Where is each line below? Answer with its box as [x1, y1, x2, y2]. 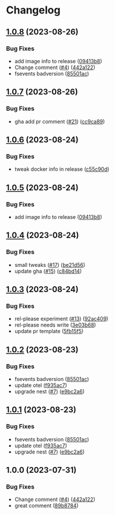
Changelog [6, 4, 61, 17]
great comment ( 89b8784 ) [14, 502, 79, 509]
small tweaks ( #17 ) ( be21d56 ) [14, 261, 86, 268]
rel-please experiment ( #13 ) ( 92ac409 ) [14, 315, 109, 322]
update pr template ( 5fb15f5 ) [14, 328, 83, 335]
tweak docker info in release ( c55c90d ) [14, 166, 110, 173]
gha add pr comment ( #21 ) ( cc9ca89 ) [14, 118, 105, 125]
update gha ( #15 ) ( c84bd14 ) [14, 267, 82, 274]
